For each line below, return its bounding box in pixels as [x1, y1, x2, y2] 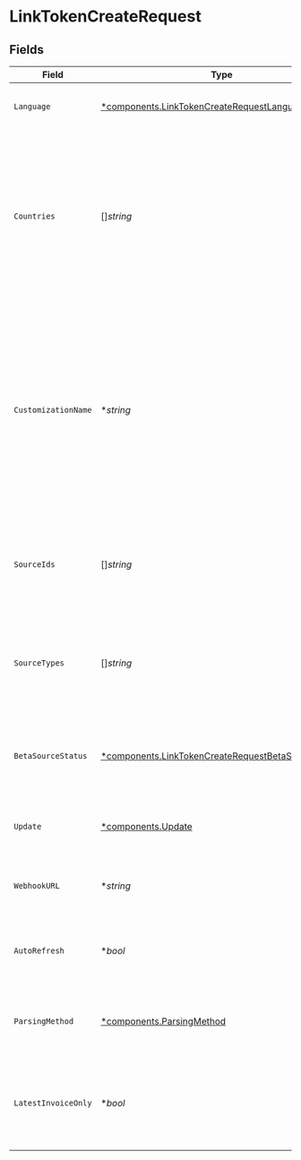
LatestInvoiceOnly [13, 1098, 92, 1108]
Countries [13, 211, 56, 221]
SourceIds [13, 560, 56, 570]
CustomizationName [13, 405, 92, 415]
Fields [9, 42, 45, 57]
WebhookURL [13, 881, 60, 890]
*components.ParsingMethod [100, 1015, 227, 1027]
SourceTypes [13, 658, 65, 668]
